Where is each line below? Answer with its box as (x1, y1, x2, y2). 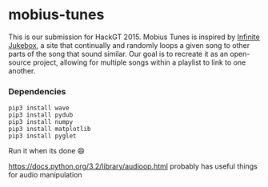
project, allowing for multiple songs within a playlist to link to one (33, 58, 246, 67)
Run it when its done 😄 (8, 146, 86, 156)
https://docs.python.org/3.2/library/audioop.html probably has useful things (8, 161, 258, 171)
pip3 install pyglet (8, 132, 78, 141)
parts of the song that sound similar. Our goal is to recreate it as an (8, 49, 229, 58)
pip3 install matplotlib (8, 125, 91, 133)
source (8, 58, 32, 67)
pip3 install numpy (8, 118, 74, 126)
